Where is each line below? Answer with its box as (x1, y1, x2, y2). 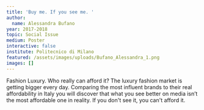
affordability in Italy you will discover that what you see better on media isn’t (6, 90, 198, 97)
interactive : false (6, 43, 56, 50)
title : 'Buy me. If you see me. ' (6, 9, 95, 15)
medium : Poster (6, 37, 45, 43)
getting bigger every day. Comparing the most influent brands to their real (6, 83, 192, 90)
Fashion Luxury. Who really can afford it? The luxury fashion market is (6, 77, 183, 84)
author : (6, 15, 26, 21)
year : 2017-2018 (6, 26, 48, 32)
